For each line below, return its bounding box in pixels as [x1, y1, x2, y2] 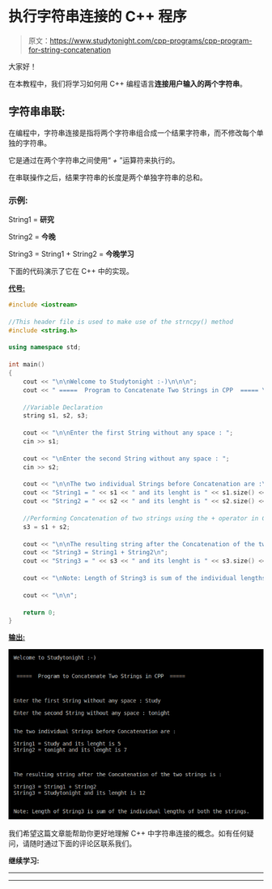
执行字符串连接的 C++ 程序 [8, 7, 187, 26]
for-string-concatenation [28, 45, 112, 54]
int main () [8, 361, 45, 369]
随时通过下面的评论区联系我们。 [29, 838, 136, 848]
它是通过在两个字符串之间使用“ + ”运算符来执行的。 [8, 155, 180, 165]
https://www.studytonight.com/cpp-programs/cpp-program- [49, 36, 253, 45]
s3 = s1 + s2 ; [23, 523, 70, 531]
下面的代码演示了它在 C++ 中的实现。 [8, 267, 134, 276]
